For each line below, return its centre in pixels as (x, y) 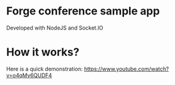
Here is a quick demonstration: (45, 69)
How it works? (43, 52)
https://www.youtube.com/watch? (127, 69)
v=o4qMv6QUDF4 (29, 75)
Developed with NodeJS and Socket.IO (55, 28)
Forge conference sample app (83, 11)
